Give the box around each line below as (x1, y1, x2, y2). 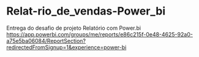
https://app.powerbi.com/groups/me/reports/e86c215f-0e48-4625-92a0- (6, 30, 193, 38)
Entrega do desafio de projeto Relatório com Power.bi (6, 24, 141, 32)
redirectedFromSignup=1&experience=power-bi (6, 44, 127, 51)
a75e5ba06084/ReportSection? (6, 37, 86, 44)
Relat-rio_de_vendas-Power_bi (6, 4, 166, 18)
